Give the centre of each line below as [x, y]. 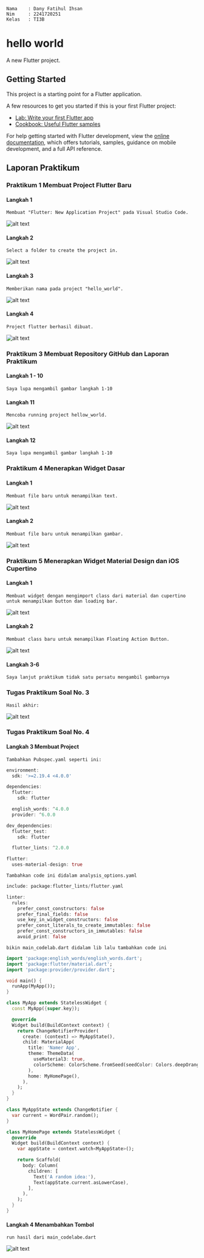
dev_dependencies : [29, 826]
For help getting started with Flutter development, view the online [88, 136]
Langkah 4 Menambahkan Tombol [50, 1225]
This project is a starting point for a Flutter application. [74, 94]
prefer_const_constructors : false [61, 908]
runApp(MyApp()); [34, 986]
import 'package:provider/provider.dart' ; [61, 970]
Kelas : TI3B [25, 19]
